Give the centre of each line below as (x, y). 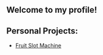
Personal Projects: (42, 31)
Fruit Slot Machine (38, 46)
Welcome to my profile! (52, 10)
